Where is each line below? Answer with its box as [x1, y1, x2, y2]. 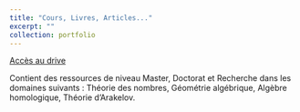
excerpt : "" [9, 22, 55, 31]
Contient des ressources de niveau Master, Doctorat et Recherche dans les [9, 73, 292, 84]
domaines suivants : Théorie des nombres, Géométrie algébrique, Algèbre [9, 83, 287, 94]
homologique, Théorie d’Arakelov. [9, 92, 136, 103]
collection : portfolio [9, 30, 96, 39]
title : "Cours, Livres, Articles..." [9, 13, 153, 23]
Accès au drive [9, 56, 67, 66]
